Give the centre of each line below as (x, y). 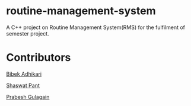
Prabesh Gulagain (28, 97)
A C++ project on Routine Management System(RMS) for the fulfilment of (96, 27)
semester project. (28, 33)
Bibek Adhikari (24, 74)
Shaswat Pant (23, 85)
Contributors (39, 58)
